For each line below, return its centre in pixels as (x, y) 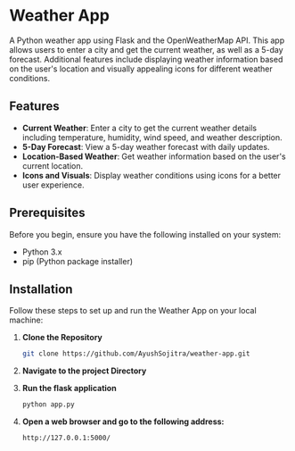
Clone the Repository (62, 338)
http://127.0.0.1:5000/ (66, 438)
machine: (26, 320)
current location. (53, 165)
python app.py (48, 405)
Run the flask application (70, 388)
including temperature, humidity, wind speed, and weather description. (152, 137)
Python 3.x (42, 252)
